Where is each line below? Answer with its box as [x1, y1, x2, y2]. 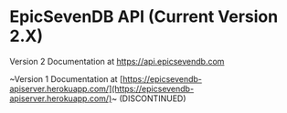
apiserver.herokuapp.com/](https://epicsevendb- [9, 83, 195, 94]
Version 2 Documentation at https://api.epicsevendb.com [9, 56, 225, 67]
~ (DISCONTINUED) [111, 93, 186, 104]
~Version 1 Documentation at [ [9, 73, 123, 84]
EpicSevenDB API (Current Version [9, 6, 279, 27]
